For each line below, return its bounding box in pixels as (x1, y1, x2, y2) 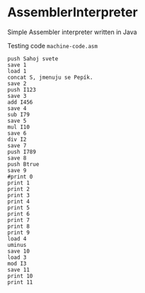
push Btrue (7, 160, 40, 167)
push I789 (7, 148, 37, 155)
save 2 (7, 79, 27, 87)
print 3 (7, 192, 30, 199)
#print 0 (7, 173, 33, 180)
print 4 (7, 198, 30, 205)
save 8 (7, 154, 27, 162)
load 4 (7, 235, 27, 242)
